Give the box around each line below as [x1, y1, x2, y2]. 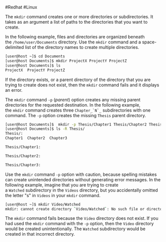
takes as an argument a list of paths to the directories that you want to [5, 19, 148, 25]
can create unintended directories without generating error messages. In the [5, 176, 161, 182]
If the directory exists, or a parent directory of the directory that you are [5, 77, 151, 82]
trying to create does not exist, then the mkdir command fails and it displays [5, 81, 160, 88]
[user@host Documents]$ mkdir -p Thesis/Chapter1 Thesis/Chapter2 [5, 122, 147, 127]
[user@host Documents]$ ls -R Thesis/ [5, 126, 85, 131]
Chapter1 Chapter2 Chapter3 [5, 136, 68, 141]
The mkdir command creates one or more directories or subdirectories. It [5, 14, 154, 19]
